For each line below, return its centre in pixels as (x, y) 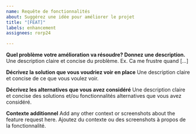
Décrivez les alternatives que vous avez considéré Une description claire (96, 90)
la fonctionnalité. (26, 126)
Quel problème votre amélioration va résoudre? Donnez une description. (96, 55)
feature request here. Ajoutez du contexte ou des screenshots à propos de (96, 119)
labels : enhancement (31, 28)
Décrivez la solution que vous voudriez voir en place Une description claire (98, 72)
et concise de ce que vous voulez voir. (52, 79)
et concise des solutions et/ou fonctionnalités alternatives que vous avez (94, 96)
